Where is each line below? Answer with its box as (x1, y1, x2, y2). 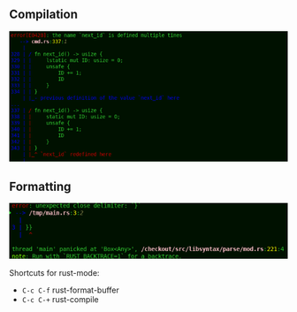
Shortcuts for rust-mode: (9, 268, 100, 278)
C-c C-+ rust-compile (21, 294, 99, 305)
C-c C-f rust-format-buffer (21, 285, 119, 295)
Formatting (9, 179, 72, 194)
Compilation (9, 7, 78, 22)
